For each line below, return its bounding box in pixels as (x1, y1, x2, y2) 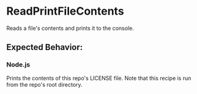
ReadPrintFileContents (6, 4, 124, 18)
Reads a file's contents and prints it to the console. (6, 24, 135, 32)
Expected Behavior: (6, 42, 83, 52)
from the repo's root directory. (6, 81, 83, 88)
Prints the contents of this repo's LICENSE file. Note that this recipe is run (6, 74, 191, 82)
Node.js (6, 60, 31, 69)
